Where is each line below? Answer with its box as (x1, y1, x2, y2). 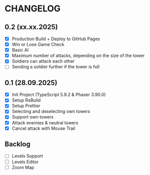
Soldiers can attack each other (11, 58, 75, 64)
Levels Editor (11, 159, 39, 165)
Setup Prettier (11, 103, 41, 109)
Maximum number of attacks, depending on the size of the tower (11, 53, 145, 58)
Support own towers (11, 114, 54, 120)
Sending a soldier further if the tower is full (11, 64, 100, 70)
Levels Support (11, 153, 43, 159)
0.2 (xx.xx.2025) (4, 23, 58, 31)
